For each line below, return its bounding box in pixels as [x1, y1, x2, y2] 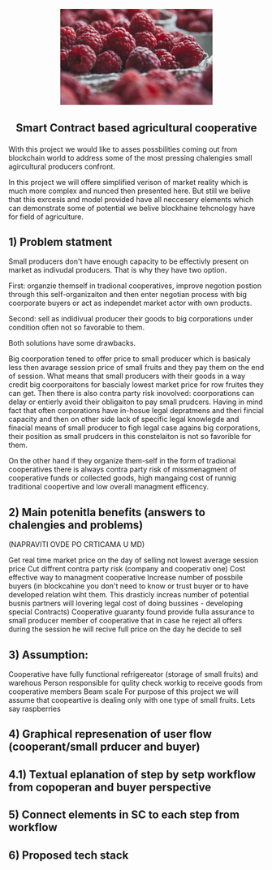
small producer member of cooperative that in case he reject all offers [8, 616, 243, 626]
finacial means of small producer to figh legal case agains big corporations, [8, 423, 261, 433]
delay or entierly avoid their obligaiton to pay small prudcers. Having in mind [8, 397, 264, 407]
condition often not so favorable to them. [8, 322, 145, 333]
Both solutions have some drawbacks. [8, 338, 136, 348]
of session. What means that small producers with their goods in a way [8, 371, 246, 381]
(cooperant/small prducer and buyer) [8, 740, 201, 754]
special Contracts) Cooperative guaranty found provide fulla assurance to [8, 607, 255, 617]
